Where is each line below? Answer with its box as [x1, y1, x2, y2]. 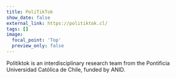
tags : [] [6, 26, 29, 32]
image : [6, 32, 23, 38]
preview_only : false [12, 43, 64, 49]
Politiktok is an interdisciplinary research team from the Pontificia [6, 59, 170, 67]
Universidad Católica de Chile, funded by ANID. [6, 66, 126, 73]
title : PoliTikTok [6, 9, 53, 15]
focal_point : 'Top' [12, 37, 62, 43]
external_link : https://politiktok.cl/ [6, 20, 108, 26]
